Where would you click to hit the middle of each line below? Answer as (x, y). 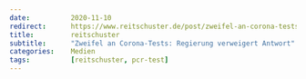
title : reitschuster (65, 35)
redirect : (28, 26)
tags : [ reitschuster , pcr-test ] (89, 60)
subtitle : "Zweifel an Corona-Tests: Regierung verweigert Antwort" (153, 43)
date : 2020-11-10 (61, 18)
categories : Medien (52, 52)
